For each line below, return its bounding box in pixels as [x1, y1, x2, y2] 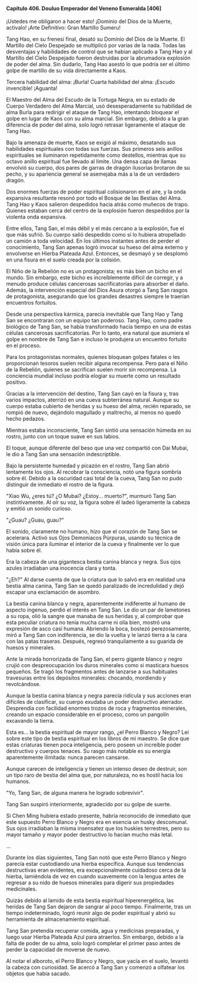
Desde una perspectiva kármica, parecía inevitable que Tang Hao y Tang [6, 311, 183, 318]
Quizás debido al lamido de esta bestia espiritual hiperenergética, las [6, 897, 174, 904]
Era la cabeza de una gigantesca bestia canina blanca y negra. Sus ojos [6, 558, 181, 565]
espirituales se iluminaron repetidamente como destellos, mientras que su [6, 151, 186, 159]
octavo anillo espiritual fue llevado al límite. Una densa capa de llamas [6, 158, 177, 165]
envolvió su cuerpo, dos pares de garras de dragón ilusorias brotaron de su [6, 164, 190, 172]
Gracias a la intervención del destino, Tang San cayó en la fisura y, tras [6, 390, 179, 397]
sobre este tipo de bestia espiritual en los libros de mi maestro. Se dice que [6, 735, 190, 742]
